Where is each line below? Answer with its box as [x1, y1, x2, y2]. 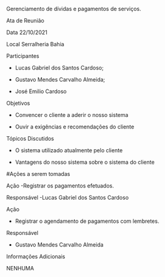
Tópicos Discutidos [6, 135, 55, 142]
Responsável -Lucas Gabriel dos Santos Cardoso [6, 194, 129, 201]
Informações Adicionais [6, 253, 66, 260]
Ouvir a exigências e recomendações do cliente [15, 123, 135, 130]
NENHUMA [6, 265, 35, 272]
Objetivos [6, 100, 30, 107]
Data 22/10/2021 [6, 29, 47, 36]
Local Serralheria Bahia [6, 41, 65, 47]
